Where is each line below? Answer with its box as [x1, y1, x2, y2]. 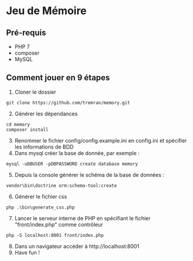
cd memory [6, 121, 31, 127]
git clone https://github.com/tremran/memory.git [6, 100, 131, 105]
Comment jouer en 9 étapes [6, 72, 110, 83]
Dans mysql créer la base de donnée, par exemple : [14, 149, 140, 157]
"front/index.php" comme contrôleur [14, 221, 104, 228]
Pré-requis [6, 28, 46, 38]
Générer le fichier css [14, 193, 68, 200]
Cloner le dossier [14, 88, 56, 95]
